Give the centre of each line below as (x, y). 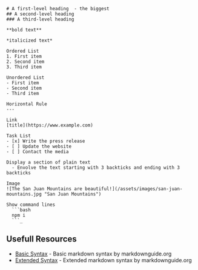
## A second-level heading (40, 14)
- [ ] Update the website (39, 147)
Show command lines (31, 205)
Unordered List (25, 77)
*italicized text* (29, 41)
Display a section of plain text (48, 162)
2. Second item (25, 62)
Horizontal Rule (27, 104)
